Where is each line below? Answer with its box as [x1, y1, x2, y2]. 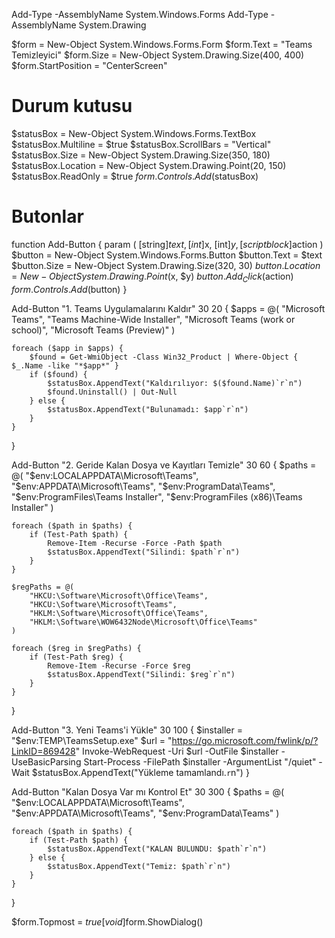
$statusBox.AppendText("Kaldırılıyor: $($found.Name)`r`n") [47, 378, 303, 388]
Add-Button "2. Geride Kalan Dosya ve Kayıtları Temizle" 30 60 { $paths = [11, 459, 317, 471]
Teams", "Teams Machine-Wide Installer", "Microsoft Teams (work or [11, 313, 296, 325]
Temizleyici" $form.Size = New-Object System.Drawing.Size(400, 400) [11, 49, 305, 61]
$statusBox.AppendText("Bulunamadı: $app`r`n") [47, 404, 249, 414]
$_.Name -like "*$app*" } [11, 360, 119, 371]
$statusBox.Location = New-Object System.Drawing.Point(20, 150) [11, 159, 287, 171]
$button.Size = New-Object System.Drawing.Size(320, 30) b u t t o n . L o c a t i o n [11, 259, 321, 271]
